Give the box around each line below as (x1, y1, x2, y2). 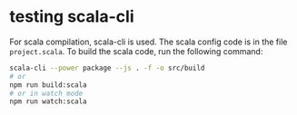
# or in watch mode (9, 89, 84, 98)
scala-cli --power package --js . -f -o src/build (9, 63, 205, 72)
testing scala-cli (9, 6, 134, 27)
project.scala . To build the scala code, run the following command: (9, 45, 263, 56)
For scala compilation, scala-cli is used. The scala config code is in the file (9, 36, 288, 47)
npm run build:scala (9, 80, 88, 90)
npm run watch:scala (9, 97, 88, 106)
